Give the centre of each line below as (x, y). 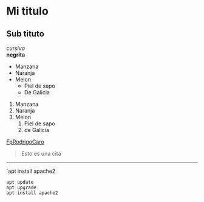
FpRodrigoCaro (25, 142)
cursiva (16, 48)
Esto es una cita (41, 154)
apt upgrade (21, 187)
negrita (16, 55)
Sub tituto (25, 34)
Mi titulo (27, 11)
